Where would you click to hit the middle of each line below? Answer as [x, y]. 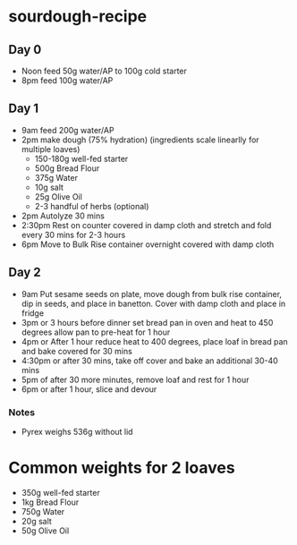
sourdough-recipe [78, 17]
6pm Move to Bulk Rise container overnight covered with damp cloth [148, 244]
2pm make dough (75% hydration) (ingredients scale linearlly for [140, 140]
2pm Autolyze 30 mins [63, 216]
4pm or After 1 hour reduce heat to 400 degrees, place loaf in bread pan [154, 341]
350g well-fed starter [60, 492]
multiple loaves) [51, 149]
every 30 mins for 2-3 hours [73, 234]
